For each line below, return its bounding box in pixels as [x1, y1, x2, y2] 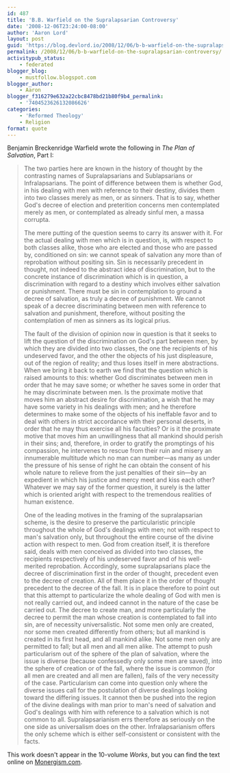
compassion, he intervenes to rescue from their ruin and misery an [23, 447, 212, 455]
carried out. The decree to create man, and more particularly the [23, 606, 207, 614]
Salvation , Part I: [7, 151, 54, 159]
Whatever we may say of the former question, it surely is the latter [23, 483, 211, 491]
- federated [19, 61, 53, 68]
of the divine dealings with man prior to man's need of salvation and [23, 701, 216, 709]
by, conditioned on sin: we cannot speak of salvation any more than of [23, 251, 222, 259]
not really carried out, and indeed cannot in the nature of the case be [23, 598, 219, 607]
